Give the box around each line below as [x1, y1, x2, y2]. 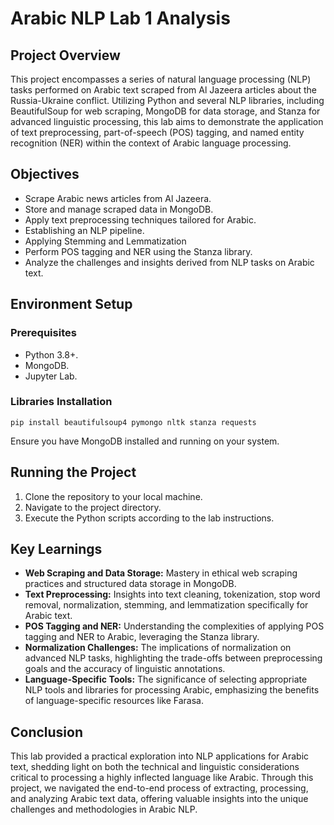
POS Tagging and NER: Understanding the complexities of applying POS [24, 620, 325, 632]
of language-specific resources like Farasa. [24, 695, 205, 707]
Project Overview [10, 47, 121, 64]
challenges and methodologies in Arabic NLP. [10, 803, 198, 816]
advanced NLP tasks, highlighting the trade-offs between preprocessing [24, 652, 323, 664]
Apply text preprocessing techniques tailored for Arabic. [24, 213, 257, 226]
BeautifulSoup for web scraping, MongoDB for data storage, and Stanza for [10, 105, 321, 117]
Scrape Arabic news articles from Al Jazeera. [24, 192, 212, 204]
